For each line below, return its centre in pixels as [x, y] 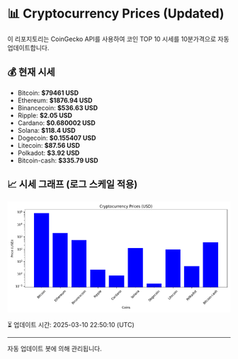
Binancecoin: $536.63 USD [57, 107]
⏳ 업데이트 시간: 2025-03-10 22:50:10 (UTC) [71, 324]
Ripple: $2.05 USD [45, 115]
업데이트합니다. [28, 47]
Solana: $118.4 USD [46, 130]
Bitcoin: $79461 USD [48, 93]
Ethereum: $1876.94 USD [55, 100]
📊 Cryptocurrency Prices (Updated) [116, 14]
